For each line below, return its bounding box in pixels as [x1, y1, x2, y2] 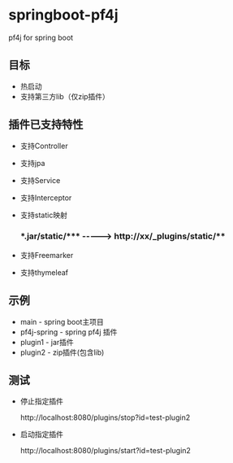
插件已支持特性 [8, 118, 84, 132]
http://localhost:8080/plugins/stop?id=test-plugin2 [19, 413, 191, 422]
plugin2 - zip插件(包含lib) [19, 347, 105, 357]
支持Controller [19, 141, 68, 151]
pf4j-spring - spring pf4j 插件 [19, 327, 118, 337]
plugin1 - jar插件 [19, 337, 75, 347]
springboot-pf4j [8, 6, 119, 24]
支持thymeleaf [19, 267, 69, 277]
